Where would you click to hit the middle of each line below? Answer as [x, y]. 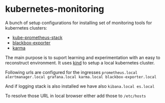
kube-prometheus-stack [38, 37]
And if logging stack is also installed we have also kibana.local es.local [80, 86]
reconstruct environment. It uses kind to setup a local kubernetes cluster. [80, 63]
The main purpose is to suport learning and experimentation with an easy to [83, 57]
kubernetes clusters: [26, 28]
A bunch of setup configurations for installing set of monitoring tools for [79, 23]
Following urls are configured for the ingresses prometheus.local [71, 72]
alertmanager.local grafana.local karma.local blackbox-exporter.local [81, 77]
